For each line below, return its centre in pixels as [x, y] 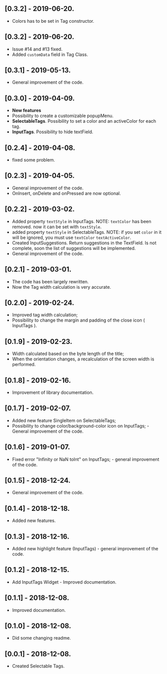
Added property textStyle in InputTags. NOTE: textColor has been [82, 221]
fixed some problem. [33, 160]
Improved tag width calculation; [45, 315]
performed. [24, 365]
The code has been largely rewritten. [50, 281]
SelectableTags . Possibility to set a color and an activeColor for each [84, 121]
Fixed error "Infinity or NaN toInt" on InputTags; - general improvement [86, 459]
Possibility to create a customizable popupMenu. [63, 116]
